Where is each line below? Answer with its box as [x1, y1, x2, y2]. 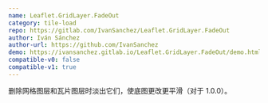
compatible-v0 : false [8, 56, 81, 64]
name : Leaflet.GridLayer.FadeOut [8, 11, 120, 20]
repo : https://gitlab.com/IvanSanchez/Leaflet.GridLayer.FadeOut [8, 26, 230, 34]
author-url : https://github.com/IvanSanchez [8, 41, 159, 49]
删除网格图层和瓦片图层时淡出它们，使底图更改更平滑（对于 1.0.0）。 [8, 86, 232, 95]
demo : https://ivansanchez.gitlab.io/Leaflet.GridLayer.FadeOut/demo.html [8, 48, 262, 56]
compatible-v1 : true [8, 63, 77, 71]
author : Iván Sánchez [8, 33, 81, 42]
